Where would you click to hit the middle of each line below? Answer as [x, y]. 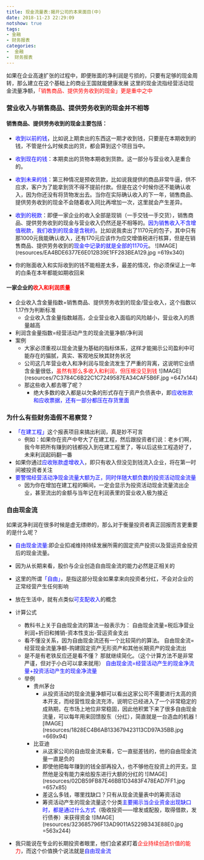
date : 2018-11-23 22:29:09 [40, 18]
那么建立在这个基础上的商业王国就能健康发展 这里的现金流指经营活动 [103, 83]
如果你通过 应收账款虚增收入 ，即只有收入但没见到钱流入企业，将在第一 [103, 462]
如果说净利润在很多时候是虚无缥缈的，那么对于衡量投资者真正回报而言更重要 [102, 524]
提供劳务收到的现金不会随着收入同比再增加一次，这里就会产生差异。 [100, 202]
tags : [13, 29]
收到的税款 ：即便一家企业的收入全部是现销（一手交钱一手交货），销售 [101, 215]
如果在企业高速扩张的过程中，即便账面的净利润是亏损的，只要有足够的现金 [99, 75]
